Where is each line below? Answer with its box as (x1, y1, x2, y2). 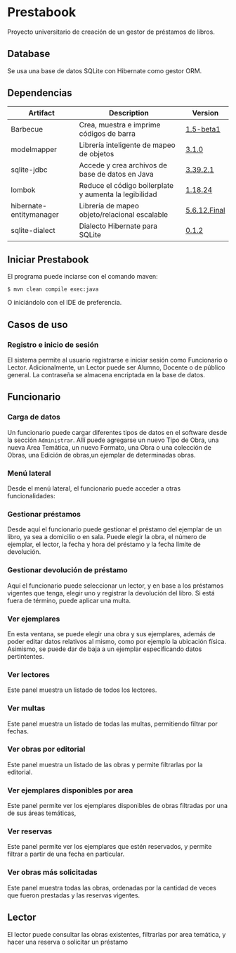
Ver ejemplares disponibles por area (7, 785, 133, 795)
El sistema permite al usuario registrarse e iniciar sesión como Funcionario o (7, 356, 228, 365)
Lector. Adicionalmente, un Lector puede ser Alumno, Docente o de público (7, 363, 225, 372)
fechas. (7, 726, 29, 736)
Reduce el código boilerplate (79, 180, 174, 190)
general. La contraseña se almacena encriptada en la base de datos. (7, 371, 206, 379)
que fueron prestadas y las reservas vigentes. (7, 891, 140, 900)
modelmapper (11, 144, 58, 154)
